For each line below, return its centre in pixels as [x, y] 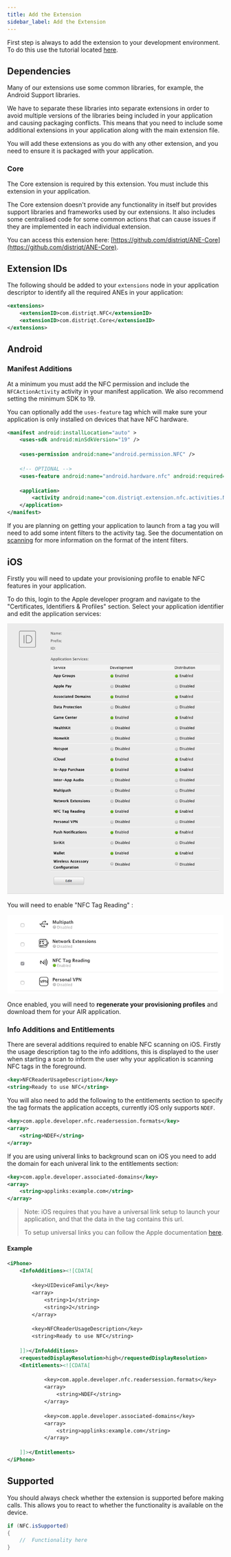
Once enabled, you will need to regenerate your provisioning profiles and [112, 1004]
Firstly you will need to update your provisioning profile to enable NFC [106, 578]
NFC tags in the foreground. [47, 1066]
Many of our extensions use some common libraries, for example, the [106, 88]
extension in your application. [49, 191]
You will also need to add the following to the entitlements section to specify [115, 1101]
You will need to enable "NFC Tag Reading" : [70, 904]
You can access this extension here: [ [60, 240]
